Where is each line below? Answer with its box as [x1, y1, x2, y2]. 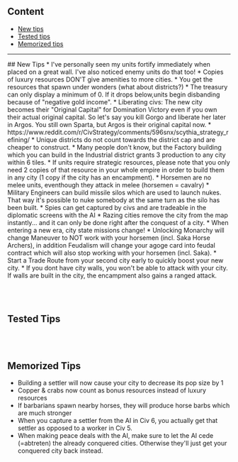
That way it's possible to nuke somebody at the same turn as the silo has [7, 195, 220, 204]
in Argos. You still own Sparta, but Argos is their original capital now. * [7, 120, 212, 128]
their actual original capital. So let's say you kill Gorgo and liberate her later [7, 113, 227, 121]
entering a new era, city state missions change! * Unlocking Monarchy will [7, 226, 225, 234]
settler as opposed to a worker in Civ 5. [17, 424, 132, 432]
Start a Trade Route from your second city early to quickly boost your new [7, 255, 224, 265]
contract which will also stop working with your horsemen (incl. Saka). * [7, 248, 217, 257]
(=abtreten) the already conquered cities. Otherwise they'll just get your [17, 439, 227, 448]
